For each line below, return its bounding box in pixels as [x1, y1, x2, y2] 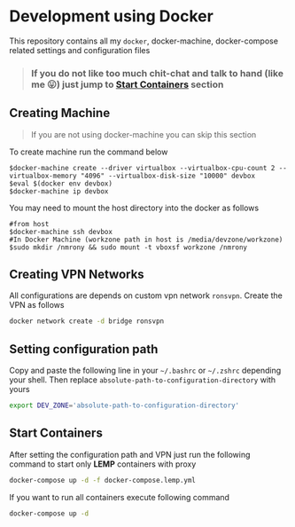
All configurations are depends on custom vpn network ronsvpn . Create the [9, 290, 283, 301]
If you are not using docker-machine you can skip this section [30, 129, 257, 139]
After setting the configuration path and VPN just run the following [9, 449, 251, 460]
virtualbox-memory [9, 171, 77, 180]
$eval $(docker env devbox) [9, 179, 113, 188]
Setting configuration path [9, 342, 159, 357]
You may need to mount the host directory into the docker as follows [9, 202, 260, 213]
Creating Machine [9, 106, 111, 121]
